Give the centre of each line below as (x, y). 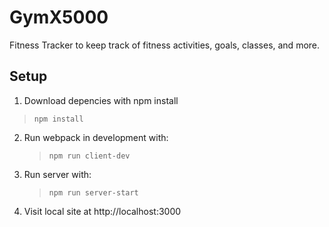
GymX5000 (59, 17)
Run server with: (57, 174)
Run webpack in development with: (96, 137)
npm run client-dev (89, 156)
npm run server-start (93, 192)
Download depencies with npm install (101, 100)
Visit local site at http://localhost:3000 (102, 211)
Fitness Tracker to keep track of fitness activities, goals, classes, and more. (165, 45)
